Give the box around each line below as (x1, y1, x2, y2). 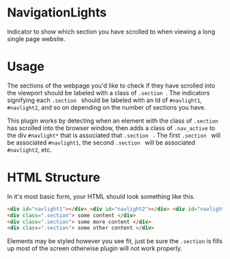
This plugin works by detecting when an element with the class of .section (7, 116, 219, 125)
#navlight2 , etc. (7, 145, 53, 153)
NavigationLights (7, 5, 107, 21)
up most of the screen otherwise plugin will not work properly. (7, 245, 183, 253)
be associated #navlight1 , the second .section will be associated (7, 138, 196, 147)
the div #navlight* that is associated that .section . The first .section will (7, 131, 221, 139)
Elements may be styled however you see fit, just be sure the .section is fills (7, 237, 223, 245)
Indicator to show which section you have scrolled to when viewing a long (7, 27, 216, 36)
